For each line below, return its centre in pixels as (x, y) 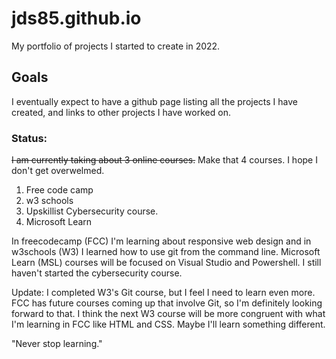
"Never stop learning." (57, 344)
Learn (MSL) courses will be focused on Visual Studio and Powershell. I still (166, 263)
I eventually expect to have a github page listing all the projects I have (155, 101)
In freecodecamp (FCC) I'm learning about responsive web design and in (161, 241)
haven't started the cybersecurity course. (97, 273)
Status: (29, 138)
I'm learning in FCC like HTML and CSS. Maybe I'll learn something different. (168, 324)
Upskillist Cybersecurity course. (92, 211)
